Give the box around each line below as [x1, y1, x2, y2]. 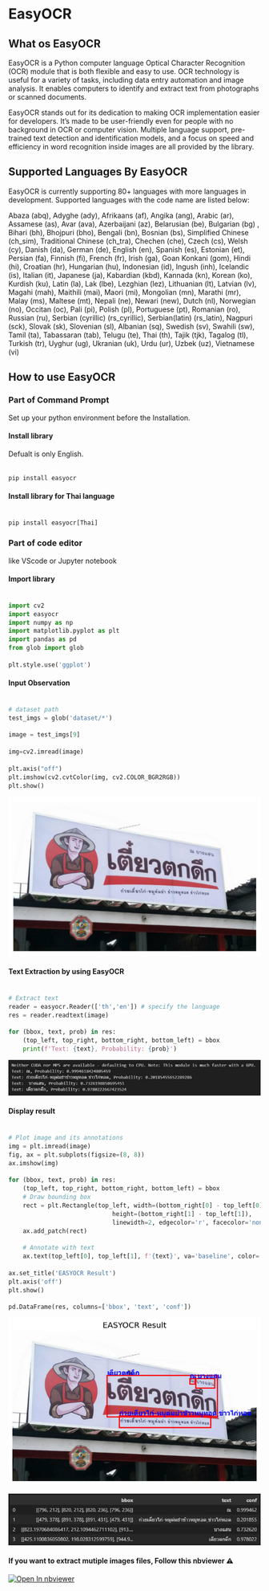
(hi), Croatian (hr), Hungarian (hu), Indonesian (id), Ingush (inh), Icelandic [8, 262, 250, 271]
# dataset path [8, 705, 59, 713]
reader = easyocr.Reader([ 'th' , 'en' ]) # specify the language [8, 1002, 220, 1010]
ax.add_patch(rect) [22, 1226, 88, 1235]
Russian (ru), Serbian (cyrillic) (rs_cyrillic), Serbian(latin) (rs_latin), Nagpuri [8, 312, 254, 322]
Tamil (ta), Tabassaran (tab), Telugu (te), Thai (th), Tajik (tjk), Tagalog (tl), [8, 330, 248, 340]
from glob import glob [8, 644, 84, 652]
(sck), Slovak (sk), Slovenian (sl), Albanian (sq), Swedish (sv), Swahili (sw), [8, 321, 255, 331]
